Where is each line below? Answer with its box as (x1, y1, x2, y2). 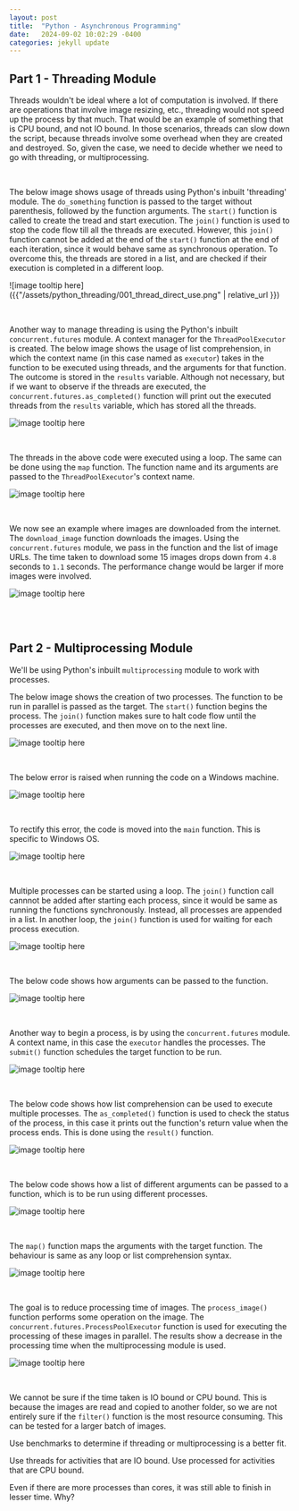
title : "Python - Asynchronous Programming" (9, 21, 181, 30)
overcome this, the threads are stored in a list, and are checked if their (9, 253, 268, 264)
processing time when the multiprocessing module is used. (9, 1339, 226, 1351)
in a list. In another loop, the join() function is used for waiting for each (9, 913, 273, 924)
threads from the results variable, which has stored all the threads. (9, 400, 257, 412)
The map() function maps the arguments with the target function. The (9, 1240, 263, 1251)
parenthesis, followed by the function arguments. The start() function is (9, 206, 278, 216)
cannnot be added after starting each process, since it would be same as (9, 895, 278, 905)
